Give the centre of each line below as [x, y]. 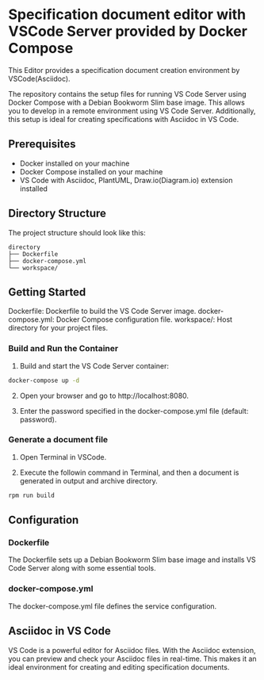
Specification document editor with [127, 15]
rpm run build [32, 495]
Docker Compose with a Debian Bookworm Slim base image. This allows [127, 102]
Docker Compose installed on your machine [91, 171]
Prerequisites [42, 144]
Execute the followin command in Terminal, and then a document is [129, 472]
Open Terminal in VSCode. [63, 457]
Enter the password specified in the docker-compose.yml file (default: [134, 411]
